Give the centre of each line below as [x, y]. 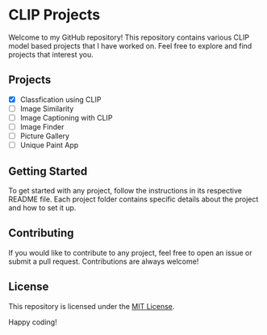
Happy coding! [33, 322]
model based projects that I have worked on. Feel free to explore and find [130, 45]
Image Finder [42, 126]
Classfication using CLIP [60, 100]
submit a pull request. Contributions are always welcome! [104, 261]
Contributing [41, 233]
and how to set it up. [42, 207]
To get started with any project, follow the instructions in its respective [125, 190]
